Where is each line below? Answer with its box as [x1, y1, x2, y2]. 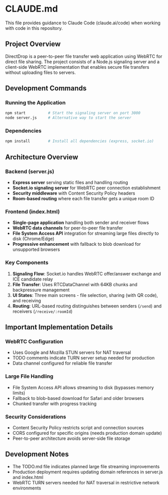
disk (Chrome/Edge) [12, 236, 54, 242]
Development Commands [5, 84, 87, 93]
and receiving [12, 297, 41, 303]
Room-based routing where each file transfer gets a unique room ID [12, 196, 154, 202]
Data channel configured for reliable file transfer [12, 360, 113, 367]
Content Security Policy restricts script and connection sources [12, 424, 144, 430]
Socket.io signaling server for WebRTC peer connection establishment [12, 185, 161, 191]
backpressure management [12, 287, 70, 293]
